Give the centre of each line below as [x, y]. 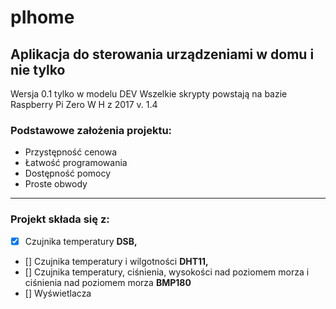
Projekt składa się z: [60, 219]
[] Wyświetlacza [58, 293]
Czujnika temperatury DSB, [81, 241]
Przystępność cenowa [71, 152]
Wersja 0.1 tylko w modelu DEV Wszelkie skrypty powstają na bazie [149, 94]
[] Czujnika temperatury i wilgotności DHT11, [116, 261]
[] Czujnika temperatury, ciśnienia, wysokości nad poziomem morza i [167, 272]
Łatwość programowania [76, 163]
